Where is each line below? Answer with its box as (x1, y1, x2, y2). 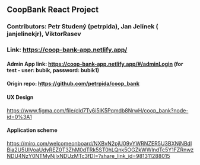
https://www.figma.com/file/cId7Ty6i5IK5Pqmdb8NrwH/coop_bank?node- (7, 106, 189, 114)
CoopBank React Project (7, 5, 99, 15)
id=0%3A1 (7, 113, 32, 120)
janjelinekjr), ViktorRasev (7, 30, 82, 38)
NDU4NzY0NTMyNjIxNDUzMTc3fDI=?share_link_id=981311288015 (7, 152, 170, 159)
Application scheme (7, 127, 58, 134)
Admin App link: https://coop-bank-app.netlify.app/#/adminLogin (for (7, 60, 183, 67)
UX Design (7, 94, 34, 101)
